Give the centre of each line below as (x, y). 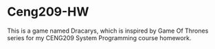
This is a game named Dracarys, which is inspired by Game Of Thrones (108, 31)
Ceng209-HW (48, 12)
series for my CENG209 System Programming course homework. (99, 37)
